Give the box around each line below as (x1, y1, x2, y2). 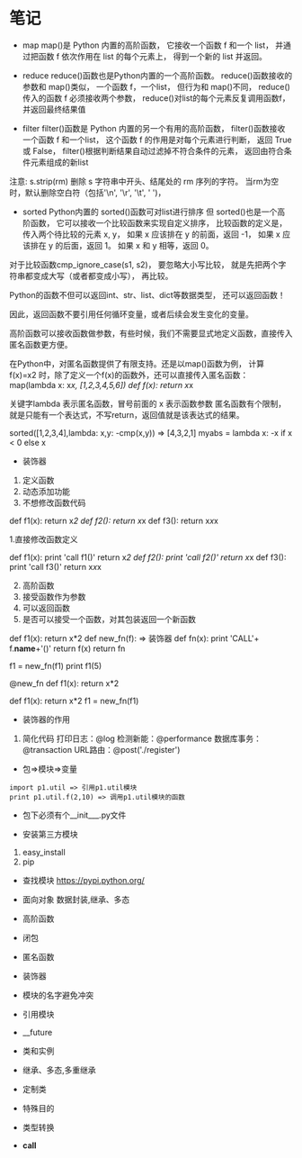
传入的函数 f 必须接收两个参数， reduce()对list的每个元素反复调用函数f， (22, 92, 290, 104)
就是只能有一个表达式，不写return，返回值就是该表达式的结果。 (9, 409, 244, 420)
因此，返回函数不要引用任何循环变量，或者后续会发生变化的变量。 (9, 308, 253, 320)
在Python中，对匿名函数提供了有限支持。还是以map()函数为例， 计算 (9, 357, 265, 369)
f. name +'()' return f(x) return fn (9, 643, 126, 654)
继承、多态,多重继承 (22, 1064, 96, 1075)
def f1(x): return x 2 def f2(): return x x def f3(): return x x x (9, 515, 218, 526)
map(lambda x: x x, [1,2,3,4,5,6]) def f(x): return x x (9, 379, 194, 390)
